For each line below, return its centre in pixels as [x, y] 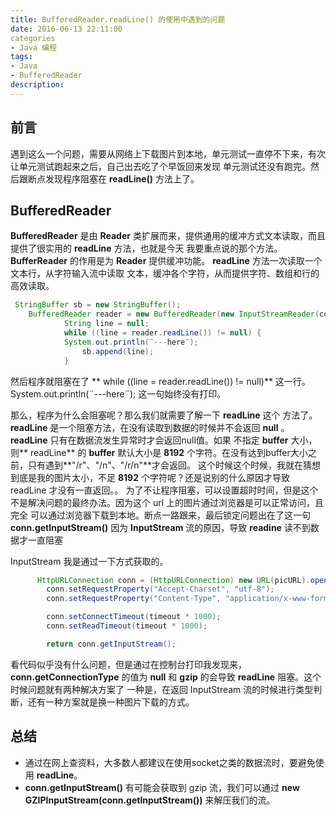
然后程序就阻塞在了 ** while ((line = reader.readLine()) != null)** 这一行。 [160, 381]
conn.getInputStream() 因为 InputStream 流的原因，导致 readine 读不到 [160, 527]
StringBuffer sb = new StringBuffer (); [98, 305]
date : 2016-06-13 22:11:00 [66, 29]
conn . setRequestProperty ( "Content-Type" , [134, 599]
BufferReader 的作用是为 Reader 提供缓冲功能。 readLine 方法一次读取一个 [166, 261]
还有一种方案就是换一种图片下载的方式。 [111, 702]
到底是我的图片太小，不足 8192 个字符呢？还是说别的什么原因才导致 [150, 477]
